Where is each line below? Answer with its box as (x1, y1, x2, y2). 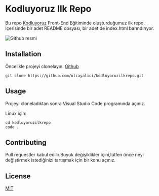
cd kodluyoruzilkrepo (5, 120, 51, 125)
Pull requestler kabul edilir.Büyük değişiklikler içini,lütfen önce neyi (5, 152, 144, 158)
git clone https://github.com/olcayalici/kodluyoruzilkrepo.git (5, 73, 144, 78)
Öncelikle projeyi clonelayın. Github (5, 63, 79, 69)
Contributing (5, 138, 47, 147)
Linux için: (5, 110, 27, 116)
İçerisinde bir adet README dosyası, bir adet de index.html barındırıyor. (5, 25, 154, 31)
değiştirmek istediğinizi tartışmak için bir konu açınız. (5, 157, 115, 163)
